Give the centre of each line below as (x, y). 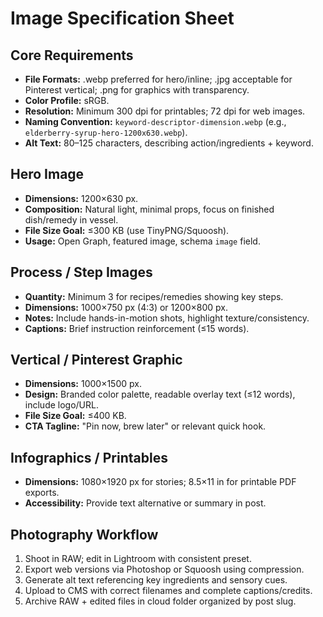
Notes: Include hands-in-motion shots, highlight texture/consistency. (167, 318)
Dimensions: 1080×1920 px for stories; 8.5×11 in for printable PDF (160, 482)
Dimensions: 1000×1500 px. (83, 384)
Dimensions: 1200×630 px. (81, 198)
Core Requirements (72, 55)
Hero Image (47, 174)
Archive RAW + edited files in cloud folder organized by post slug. (160, 601)
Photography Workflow (84, 534)
